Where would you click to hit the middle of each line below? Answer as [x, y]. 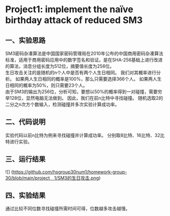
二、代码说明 [25, 122]
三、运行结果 [25, 159]
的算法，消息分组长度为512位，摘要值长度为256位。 [60, 66]
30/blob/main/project [27, 178]
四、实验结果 [25, 195]
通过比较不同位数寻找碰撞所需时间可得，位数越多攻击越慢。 [68, 209]
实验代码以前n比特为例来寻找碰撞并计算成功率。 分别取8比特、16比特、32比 [85, 135]
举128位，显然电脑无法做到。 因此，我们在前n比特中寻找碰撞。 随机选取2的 [84, 98]
